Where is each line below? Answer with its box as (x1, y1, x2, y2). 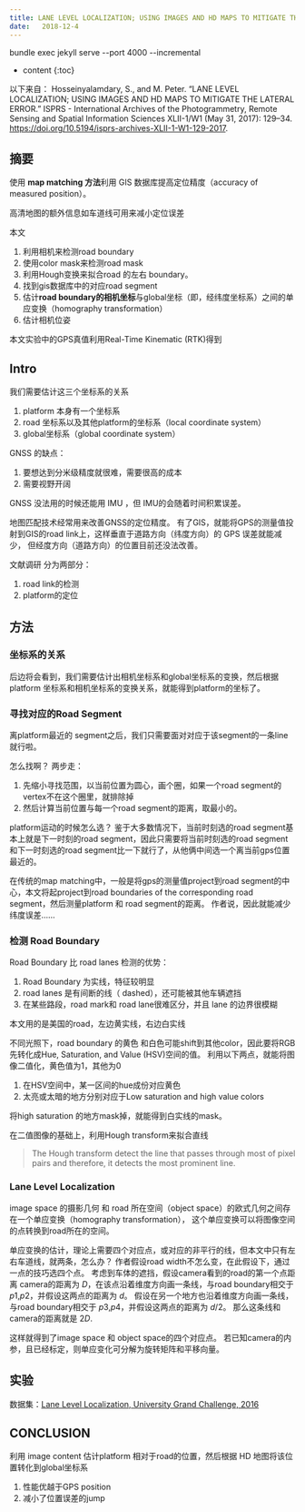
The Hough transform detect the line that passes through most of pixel (31, 1148, 296, 1159)
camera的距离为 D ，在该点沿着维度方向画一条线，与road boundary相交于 (19, 1278, 294, 1289)
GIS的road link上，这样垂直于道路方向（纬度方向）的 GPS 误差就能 (25, 529, 275, 540)
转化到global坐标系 (16, 1462, 89, 1473)
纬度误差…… (9, 909, 56, 920)
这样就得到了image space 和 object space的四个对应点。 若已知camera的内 (9, 1332, 292, 1343)
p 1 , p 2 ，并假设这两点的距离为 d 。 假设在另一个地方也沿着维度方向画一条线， (9, 1290, 293, 1301)
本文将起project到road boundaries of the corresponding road (25, 887, 254, 898)
